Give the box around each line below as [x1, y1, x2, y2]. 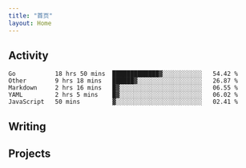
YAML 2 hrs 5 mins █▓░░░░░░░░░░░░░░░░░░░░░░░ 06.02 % [8, 91, 239, 99]
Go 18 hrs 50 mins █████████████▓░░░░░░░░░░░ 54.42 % [8, 70, 239, 78]
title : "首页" [8, 11, 54, 20]
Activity [8, 49, 50, 62]
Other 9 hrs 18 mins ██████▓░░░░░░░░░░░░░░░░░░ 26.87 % [8, 77, 239, 85]
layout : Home [8, 19, 52, 27]
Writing [8, 119, 46, 133]
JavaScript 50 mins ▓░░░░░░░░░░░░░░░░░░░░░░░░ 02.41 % [8, 98, 239, 106]
